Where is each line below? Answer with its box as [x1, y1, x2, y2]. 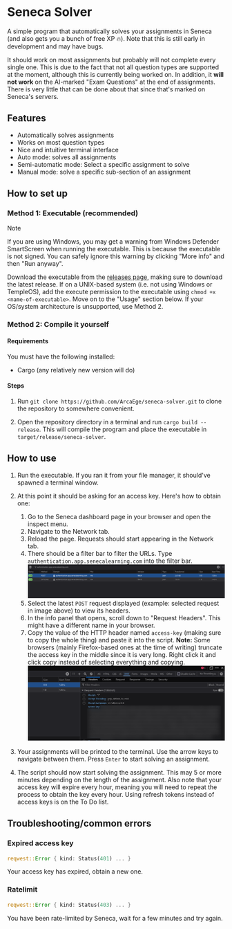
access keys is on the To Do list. [17, 797, 109, 806]
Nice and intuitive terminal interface [17, 145, 119, 154]
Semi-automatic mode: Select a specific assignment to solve [17, 160, 190, 168]
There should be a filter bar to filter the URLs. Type [27, 549, 173, 557]
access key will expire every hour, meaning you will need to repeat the [17, 783, 217, 791]
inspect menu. [27, 520, 68, 528]
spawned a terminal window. [17, 478, 99, 487]
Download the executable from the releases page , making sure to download [7, 273, 223, 281]
